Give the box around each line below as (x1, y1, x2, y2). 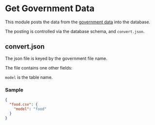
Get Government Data (5, 3, 95, 14)
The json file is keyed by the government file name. (5, 55, 108, 61)
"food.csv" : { (9, 102, 38, 107)
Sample (5, 86, 23, 93)
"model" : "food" (14, 107, 47, 111)
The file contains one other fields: (5, 65, 73, 71)
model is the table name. (5, 74, 53, 80)
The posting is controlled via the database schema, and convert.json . (5, 28, 145, 34)
